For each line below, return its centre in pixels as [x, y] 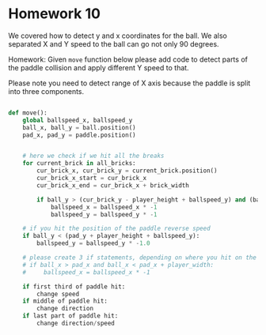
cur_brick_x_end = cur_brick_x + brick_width [113, 185]
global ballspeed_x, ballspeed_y [78, 120]
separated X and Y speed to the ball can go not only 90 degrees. [114, 43]
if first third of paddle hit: [74, 286]
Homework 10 [55, 14]
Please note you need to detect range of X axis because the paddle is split [129, 83]
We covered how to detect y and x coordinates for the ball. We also [118, 36]
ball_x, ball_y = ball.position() [79, 127]
